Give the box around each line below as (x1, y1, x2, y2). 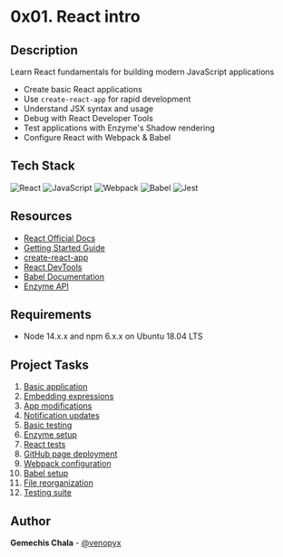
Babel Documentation (23, 271, 105, 282)
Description (10, 43, 78, 58)
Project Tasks (10, 357, 90, 372)
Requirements (10, 307, 92, 322)
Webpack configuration (23, 458, 112, 469)
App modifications (23, 400, 93, 411)
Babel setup (23, 468, 69, 479)
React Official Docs (23, 233, 96, 244)
